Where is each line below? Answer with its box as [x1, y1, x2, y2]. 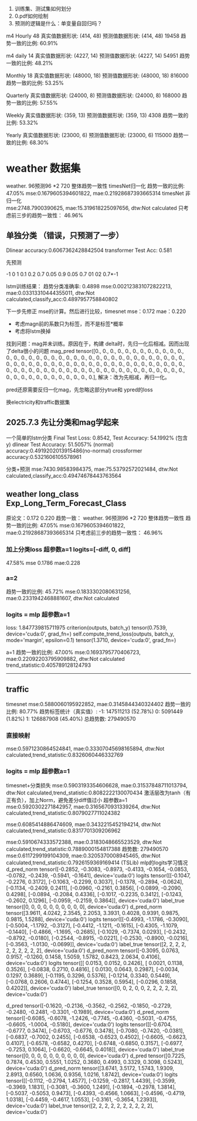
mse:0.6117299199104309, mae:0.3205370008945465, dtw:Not [6, 852, 161, 859]
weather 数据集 [6, 162, 81, 175]
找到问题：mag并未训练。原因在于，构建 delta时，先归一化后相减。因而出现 [6, 340, 189, 347]
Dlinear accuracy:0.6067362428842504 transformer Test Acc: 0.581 [6, 247, 172, 254]
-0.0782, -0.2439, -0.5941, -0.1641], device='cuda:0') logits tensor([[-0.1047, [6, 871, 191, 879]
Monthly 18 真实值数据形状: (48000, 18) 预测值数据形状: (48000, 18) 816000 [6, 72, 189, 79]
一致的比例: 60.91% [11, 40, 59, 46]
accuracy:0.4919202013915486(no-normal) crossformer [6, 447, 142, 454]
